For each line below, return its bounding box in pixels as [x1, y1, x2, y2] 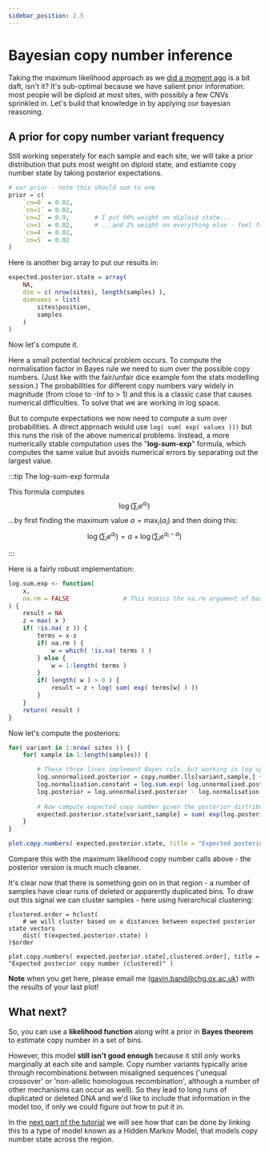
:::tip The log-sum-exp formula [8, 472, 110, 481]
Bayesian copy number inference [8, 46, 234, 64]
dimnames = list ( [22, 296, 81, 304]
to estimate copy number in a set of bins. [8, 1035, 143, 1045]
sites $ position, [37, 303, 91, 311]
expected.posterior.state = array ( [8, 273, 127, 281]
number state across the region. [8, 1134, 114, 1144]
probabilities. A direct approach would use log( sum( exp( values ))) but [8, 422, 252, 432]
